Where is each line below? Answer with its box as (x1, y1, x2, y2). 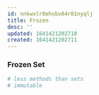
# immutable (7, 82, 42, 89)
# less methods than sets (7, 75, 83, 83)
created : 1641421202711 (7, 37, 78, 44)
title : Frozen (7, 17, 49, 24)
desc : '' (7, 23, 33, 30)
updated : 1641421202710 (7, 30, 78, 37)
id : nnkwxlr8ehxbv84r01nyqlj (7, 10, 93, 18)
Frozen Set (7, 60, 45, 70)
